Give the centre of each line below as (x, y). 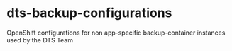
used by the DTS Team (40, 40)
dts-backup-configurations (89, 13)
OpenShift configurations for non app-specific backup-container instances (116, 33)
